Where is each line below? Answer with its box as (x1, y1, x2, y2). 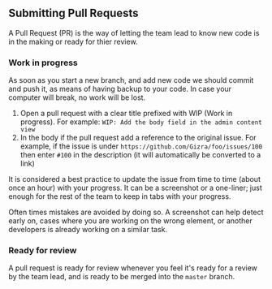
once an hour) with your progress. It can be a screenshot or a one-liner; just (8, 183, 262, 193)
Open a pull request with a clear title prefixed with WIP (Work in (19, 109, 233, 119)
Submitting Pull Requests (8, 6, 140, 20)
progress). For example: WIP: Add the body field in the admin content (19, 117, 262, 127)
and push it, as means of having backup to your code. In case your (8, 84, 232, 94)
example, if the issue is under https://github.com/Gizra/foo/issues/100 (19, 141, 262, 151)
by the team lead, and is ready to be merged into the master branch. (8, 272, 235, 282)
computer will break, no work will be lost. (8, 93, 146, 102)
